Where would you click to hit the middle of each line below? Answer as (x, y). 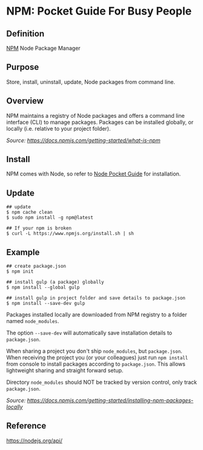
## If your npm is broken (39, 228)
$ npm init (20, 271)
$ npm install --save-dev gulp (46, 304)
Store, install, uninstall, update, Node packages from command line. (91, 82)
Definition (25, 34)
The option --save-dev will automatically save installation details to (89, 333)
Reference (26, 426)
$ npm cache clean (29, 213)
